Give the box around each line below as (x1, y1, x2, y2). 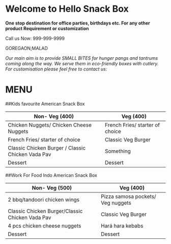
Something (104, 148, 131, 155)
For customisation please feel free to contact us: (5, 66, 107, 72)
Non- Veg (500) (32, 184, 72, 191)
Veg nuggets (101, 199, 131, 206)
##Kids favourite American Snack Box (5, 101, 85, 107)
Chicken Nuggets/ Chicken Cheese (8, 121, 92, 128)
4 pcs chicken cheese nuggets (8, 222, 81, 229)
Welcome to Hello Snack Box (5, 3, 129, 15)
